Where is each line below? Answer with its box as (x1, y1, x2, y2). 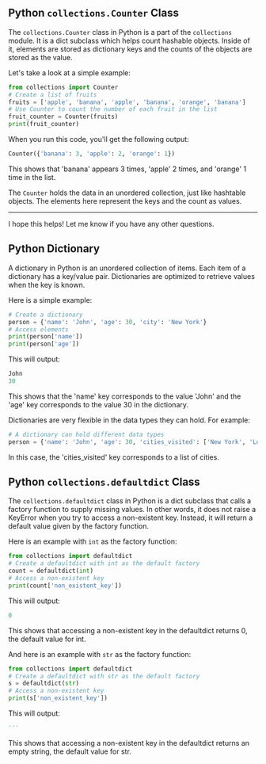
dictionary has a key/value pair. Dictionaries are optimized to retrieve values (8, 271, 256, 281)
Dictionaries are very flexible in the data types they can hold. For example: (8, 415, 251, 425)
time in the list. (8, 172, 56, 181)
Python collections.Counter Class (8, 6, 180, 20)
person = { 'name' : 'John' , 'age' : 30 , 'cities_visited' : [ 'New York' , (8, 437, 246, 446)
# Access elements (8, 325, 69, 334)
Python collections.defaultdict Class (8, 476, 200, 489)
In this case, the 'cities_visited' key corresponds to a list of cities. (8, 452, 219, 462)
